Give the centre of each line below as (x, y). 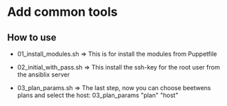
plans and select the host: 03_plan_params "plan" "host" (98, 95)
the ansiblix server (43, 74)
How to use (32, 38)
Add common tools (62, 12)
